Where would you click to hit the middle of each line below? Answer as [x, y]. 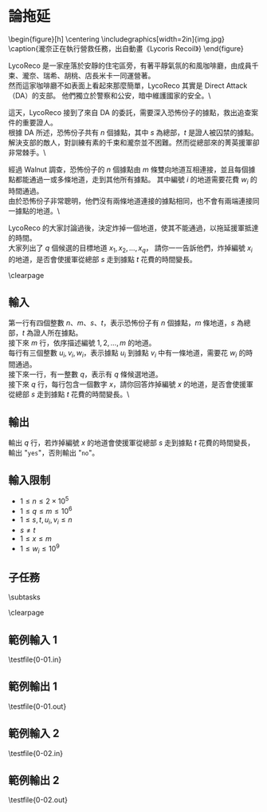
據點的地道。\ [37, 211]
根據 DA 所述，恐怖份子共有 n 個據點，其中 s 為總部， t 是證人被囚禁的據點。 [133, 132]
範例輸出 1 [33, 687]
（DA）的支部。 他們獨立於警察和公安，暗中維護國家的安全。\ [110, 95]
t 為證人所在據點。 [53, 333]
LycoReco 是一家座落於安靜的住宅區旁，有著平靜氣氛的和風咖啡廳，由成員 [130, 66]
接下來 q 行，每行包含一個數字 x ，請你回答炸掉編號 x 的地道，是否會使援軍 [131, 384]
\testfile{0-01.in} [35, 659]
